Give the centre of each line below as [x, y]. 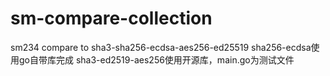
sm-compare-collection [111, 18]
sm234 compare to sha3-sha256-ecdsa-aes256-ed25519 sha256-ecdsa [161, 47]
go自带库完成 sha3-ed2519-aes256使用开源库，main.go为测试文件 [156, 59]
